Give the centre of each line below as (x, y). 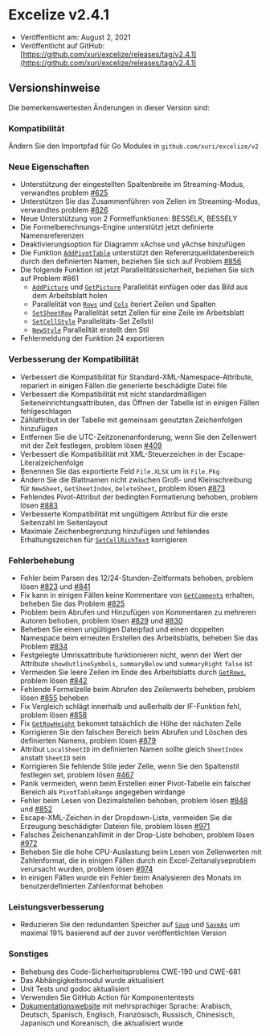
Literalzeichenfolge (52, 462)
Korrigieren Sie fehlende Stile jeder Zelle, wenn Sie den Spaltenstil (129, 766)
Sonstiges (29, 954)
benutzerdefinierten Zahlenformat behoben (92, 886)
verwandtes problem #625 (64, 193)
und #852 (36, 809)
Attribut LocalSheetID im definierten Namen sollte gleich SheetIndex (131, 749)
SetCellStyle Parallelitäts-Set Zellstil (93, 321)
